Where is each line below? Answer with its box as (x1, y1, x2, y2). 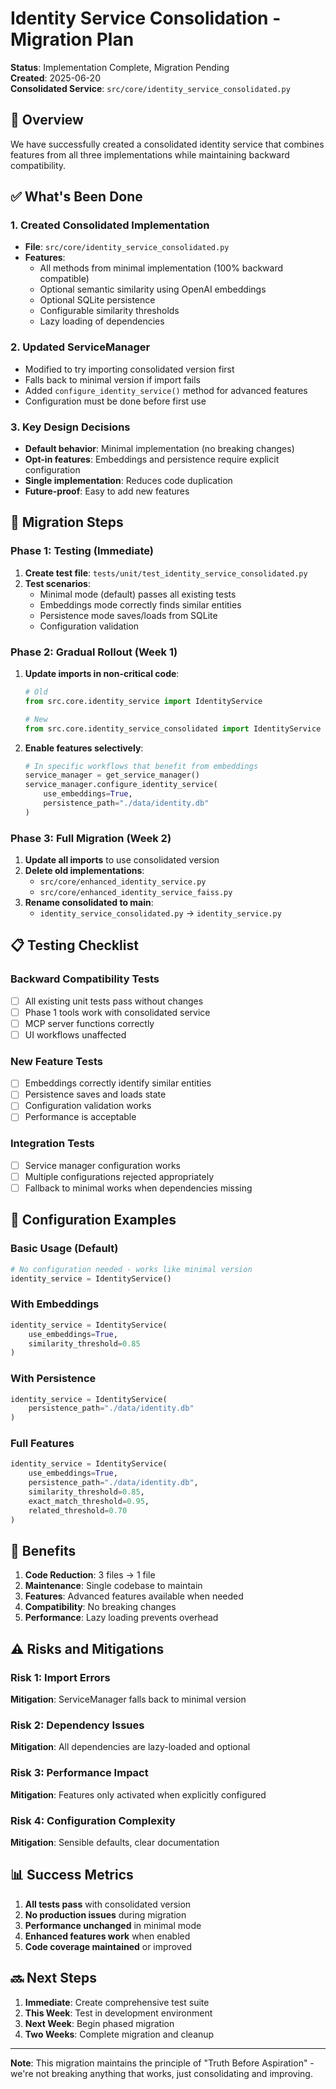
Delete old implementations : (24, 865, 145, 877)
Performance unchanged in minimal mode (24, 1919, 202, 1931)
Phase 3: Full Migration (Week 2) (10, 831, 172, 845)
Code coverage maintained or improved (24, 1940, 193, 1952)
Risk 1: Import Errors (10, 1670, 111, 1684)
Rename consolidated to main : (24, 897, 154, 909)
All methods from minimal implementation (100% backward (39, 262, 284, 274)
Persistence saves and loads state (24, 1088, 167, 1101)
